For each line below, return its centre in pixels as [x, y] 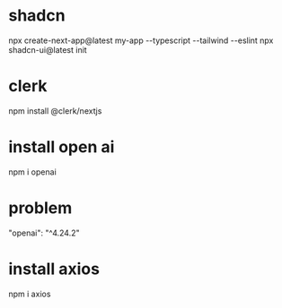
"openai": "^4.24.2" [44, 233]
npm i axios [30, 294]
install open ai [62, 147]
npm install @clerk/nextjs [55, 111]
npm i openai [33, 172]
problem [40, 208]
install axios [54, 269]
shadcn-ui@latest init [48, 49]
